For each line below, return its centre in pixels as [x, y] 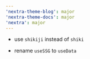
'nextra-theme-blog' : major [40, 12]
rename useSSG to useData [45, 51]
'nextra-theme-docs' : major [40, 17]
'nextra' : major [25, 22]
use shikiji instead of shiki [49, 40]
